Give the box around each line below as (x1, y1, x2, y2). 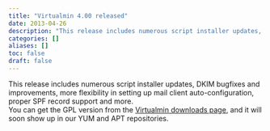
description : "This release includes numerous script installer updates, (8, 27, 263, 35)
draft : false (8, 57, 53, 65)
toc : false (8, 49, 45, 57)
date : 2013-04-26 (8, 19, 67, 27)
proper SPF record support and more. (8, 96, 133, 106)
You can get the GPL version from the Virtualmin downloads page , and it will (8, 104, 263, 114)
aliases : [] (8, 42, 49, 50)
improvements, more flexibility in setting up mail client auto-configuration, (8, 87, 255, 97)
